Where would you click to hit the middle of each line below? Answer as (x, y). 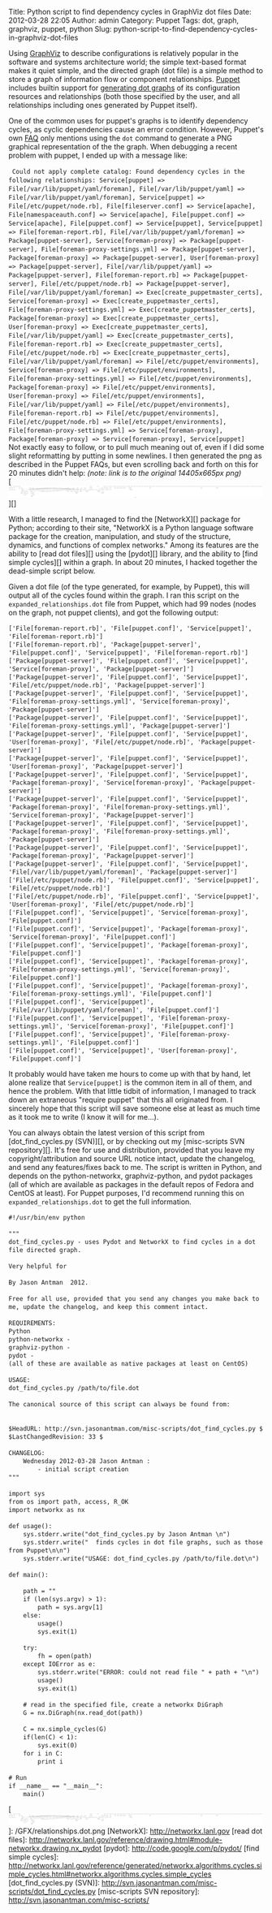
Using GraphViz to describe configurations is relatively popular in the (124, 53)
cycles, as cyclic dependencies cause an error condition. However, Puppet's (136, 130)
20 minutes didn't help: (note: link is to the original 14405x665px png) (125, 473)
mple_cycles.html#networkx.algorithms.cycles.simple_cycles (110, 1874)
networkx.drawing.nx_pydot (55, 1848)
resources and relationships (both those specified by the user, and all (124, 96)
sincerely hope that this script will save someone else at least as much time (134, 1108)
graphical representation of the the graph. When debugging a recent (123, 147)
